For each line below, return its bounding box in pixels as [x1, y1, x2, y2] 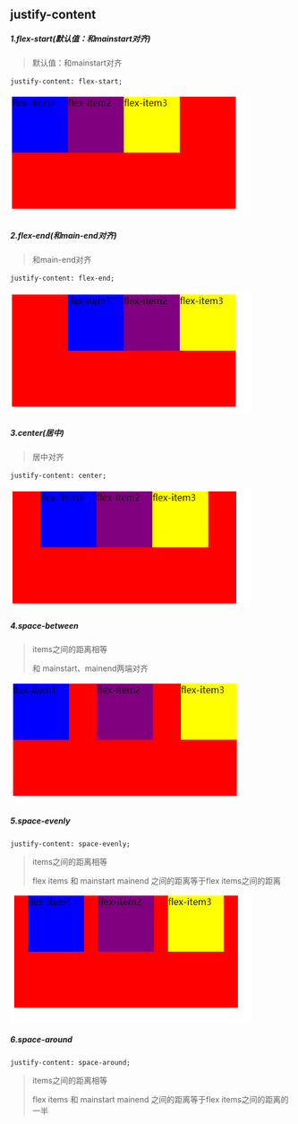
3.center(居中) [10, 427, 65, 438]
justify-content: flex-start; [10, 77, 123, 86]
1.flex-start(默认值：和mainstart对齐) [10, 33, 151, 44]
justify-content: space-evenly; [10, 840, 131, 849]
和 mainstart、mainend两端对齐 [31, 663, 149, 674]
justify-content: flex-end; [10, 274, 115, 283]
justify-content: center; [10, 471, 106, 481]
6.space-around [10, 1033, 72, 1044]
